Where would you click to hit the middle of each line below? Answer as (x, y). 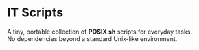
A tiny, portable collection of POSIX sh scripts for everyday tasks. (100, 32)
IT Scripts (35, 13)
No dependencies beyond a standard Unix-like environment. (92, 38)
